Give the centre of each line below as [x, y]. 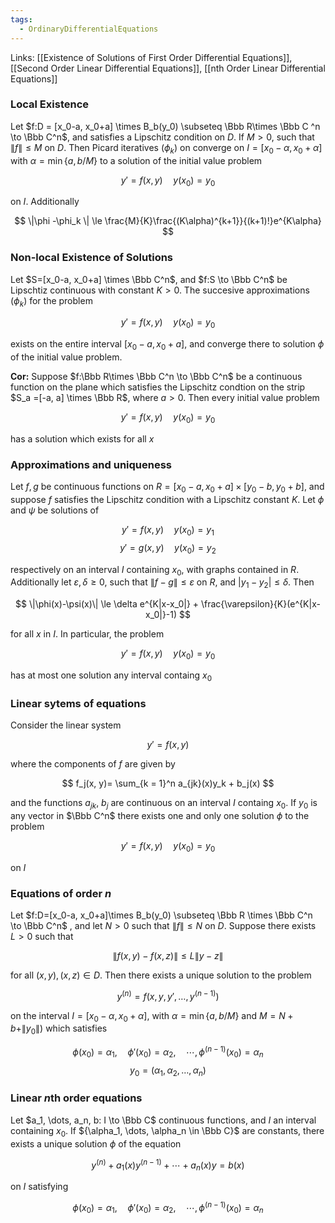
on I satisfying [39, 1186]
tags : [21, 19]
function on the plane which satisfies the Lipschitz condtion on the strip [158, 387]
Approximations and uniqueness [91, 464]
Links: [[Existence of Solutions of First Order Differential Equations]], [151, 57]
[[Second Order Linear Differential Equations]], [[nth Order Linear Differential [168, 68]
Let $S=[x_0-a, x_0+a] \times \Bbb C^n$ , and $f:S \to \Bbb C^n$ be [149, 279]
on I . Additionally [45, 202]
